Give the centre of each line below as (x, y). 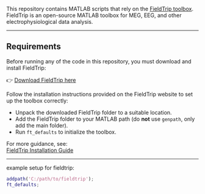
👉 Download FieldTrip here (41, 80)
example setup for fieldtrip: (40, 168)
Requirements (34, 47)
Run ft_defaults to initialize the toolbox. (66, 132)
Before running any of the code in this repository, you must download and (99, 61)
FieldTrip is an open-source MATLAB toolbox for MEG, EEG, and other (94, 15)
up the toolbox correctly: (37, 101)
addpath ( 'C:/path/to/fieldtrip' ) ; (50, 179)
